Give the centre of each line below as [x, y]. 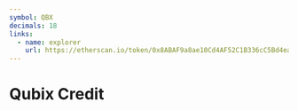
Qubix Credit [57, 94]
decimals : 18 [33, 26]
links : [21, 34]
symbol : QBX [31, 17]
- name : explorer [49, 42]
